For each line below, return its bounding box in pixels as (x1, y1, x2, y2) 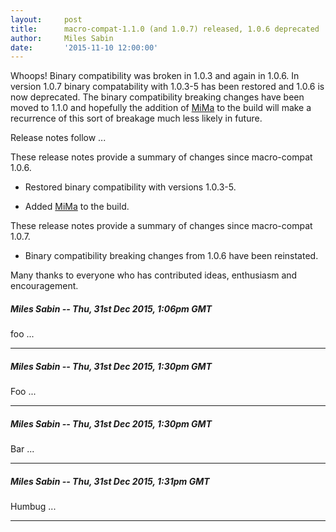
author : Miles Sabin (10, 33, 114, 43)
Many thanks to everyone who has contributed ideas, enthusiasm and (10, 269, 298, 281)
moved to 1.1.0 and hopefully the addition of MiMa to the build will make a (10, 102, 312, 114)
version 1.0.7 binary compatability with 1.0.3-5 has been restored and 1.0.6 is (10, 81, 325, 93)
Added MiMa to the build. (24, 201, 130, 213)
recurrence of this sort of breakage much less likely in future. (10, 112, 263, 125)
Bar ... (10, 443, 35, 455)
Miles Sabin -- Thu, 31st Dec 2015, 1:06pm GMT (10, 302, 213, 315)
